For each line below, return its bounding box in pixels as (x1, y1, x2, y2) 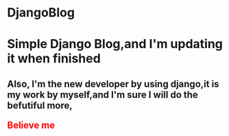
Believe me (7, 119, 56, 131)
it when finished (7, 51, 101, 67)
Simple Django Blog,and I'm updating (7, 36, 223, 52)
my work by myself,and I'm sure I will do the (7, 89, 199, 100)
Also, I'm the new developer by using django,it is (7, 78, 219, 90)
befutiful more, (7, 100, 73, 111)
